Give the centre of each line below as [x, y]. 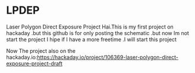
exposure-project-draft [34, 64]
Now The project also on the [41, 50]
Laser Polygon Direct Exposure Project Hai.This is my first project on [90, 27]
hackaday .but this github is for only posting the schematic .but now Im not [97, 33]
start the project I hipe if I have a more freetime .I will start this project [92, 39]
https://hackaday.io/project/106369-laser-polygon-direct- [108, 57]
